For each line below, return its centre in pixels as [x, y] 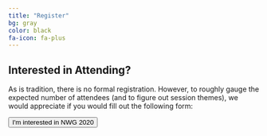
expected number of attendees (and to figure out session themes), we [124, 98]
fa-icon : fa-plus [37, 38]
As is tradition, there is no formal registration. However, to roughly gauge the [134, 89]
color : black [30, 30]
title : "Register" [39, 16]
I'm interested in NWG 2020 [53, 123]
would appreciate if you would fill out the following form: [101, 106]
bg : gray [23, 23]
